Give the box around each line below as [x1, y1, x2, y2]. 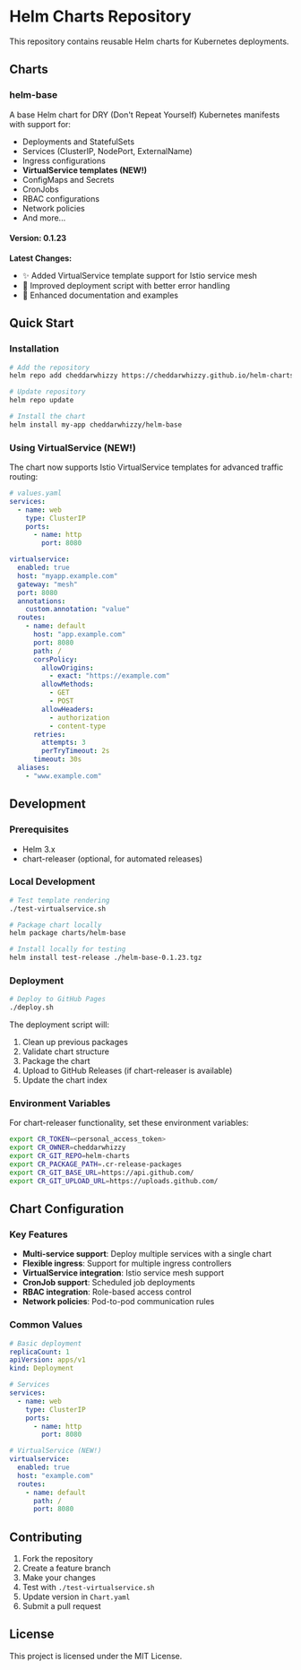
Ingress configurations [21, 155, 106, 166]
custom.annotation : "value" [25, 605, 130, 614]
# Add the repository [9, 363, 90, 372]
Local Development [9, 876, 96, 888]
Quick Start [9, 316, 74, 331]
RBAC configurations [21, 193, 100, 203]
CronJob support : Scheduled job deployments [21, 1277, 195, 1288]
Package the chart [21, 1056, 90, 1067]
